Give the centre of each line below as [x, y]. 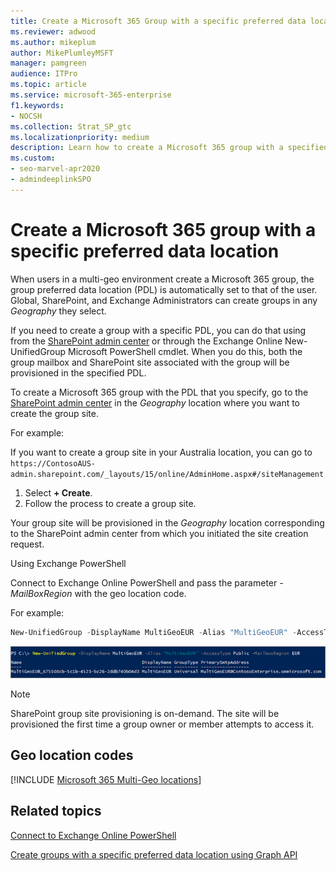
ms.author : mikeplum [53, 42]
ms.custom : [33, 158]
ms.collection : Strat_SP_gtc [71, 126]
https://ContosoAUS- [53, 463]
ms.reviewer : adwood [53, 31]
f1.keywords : [37, 105]
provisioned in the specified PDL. [78, 372]
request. [27, 544]
